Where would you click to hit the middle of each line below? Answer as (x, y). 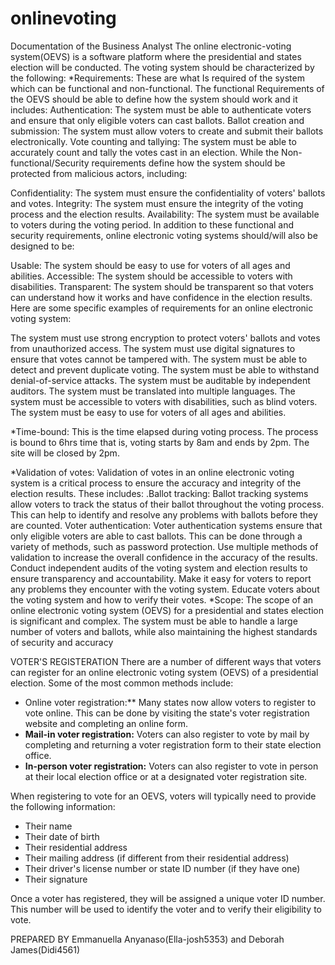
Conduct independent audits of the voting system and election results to (159, 568)
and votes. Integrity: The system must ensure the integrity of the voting (157, 203)
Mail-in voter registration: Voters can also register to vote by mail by (167, 734)
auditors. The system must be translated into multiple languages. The (153, 391)
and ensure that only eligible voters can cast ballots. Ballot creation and (157, 120)
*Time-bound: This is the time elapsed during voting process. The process (164, 431)
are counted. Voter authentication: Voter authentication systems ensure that (166, 525)
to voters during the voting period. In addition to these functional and (152, 224)
